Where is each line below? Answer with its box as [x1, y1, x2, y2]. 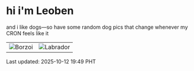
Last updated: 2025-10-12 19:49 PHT [6, 58, 96, 65]
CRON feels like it [6, 29, 49, 36]
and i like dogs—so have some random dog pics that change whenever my [6, 23, 188, 31]
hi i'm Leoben [6, 4, 74, 18]
